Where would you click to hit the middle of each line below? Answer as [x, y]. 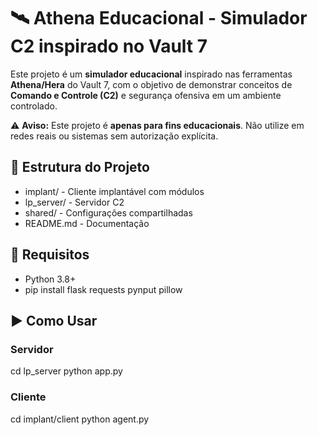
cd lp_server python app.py [66, 371]
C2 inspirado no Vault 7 [109, 46]
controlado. [34, 106]
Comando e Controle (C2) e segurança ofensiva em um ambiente [146, 95]
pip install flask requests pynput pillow [103, 289]
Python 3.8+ [50, 279]
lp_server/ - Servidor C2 [74, 202]
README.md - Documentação [87, 223]
